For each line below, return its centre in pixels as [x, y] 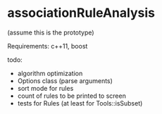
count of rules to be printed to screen [72, 96]
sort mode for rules [45, 88]
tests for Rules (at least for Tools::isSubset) [80, 103]
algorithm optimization [50, 73]
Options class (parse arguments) [65, 81]
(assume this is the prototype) [51, 32]
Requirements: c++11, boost [48, 46]
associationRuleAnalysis [81, 13]
